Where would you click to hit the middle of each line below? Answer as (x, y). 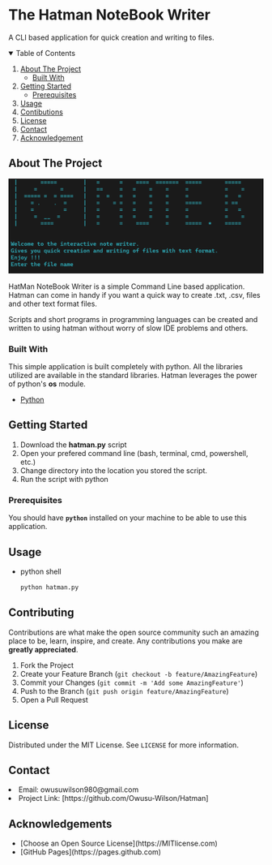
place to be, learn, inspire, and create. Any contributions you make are (125, 641)
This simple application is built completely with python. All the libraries (125, 367)
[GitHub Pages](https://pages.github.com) (91, 852)
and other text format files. (53, 303)
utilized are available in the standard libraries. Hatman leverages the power (133, 376)
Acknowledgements (60, 824)
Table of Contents (45, 53)
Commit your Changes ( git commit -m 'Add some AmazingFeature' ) (132, 682)
